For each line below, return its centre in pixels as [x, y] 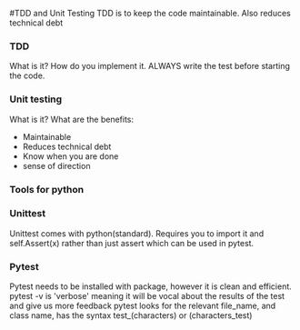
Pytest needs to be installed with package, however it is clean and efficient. [151, 286]
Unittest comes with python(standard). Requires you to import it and [137, 233]
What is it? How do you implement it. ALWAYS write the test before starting [150, 66]
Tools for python [47, 189]
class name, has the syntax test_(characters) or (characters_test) [131, 315]
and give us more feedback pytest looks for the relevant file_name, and [143, 306]
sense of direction [56, 165]
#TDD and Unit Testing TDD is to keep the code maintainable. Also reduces [150, 13]
